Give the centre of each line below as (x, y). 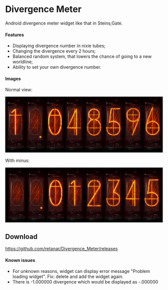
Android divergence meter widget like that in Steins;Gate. (64, 23)
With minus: (17, 161)
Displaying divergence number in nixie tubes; (59, 46)
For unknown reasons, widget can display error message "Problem (81, 271)
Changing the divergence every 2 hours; (54, 51)
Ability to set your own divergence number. (57, 67)
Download (21, 237)
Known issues (20, 260)
